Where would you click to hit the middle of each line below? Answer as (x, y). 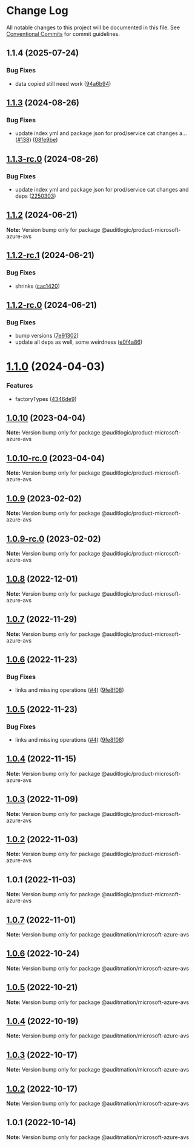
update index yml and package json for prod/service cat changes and (102, 190)
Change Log (37, 11)
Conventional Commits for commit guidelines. (63, 33)
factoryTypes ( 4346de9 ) (46, 399)
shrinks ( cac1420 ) (38, 286)
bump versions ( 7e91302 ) (47, 336)
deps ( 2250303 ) (35, 196)
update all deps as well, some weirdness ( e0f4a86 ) (79, 342)
